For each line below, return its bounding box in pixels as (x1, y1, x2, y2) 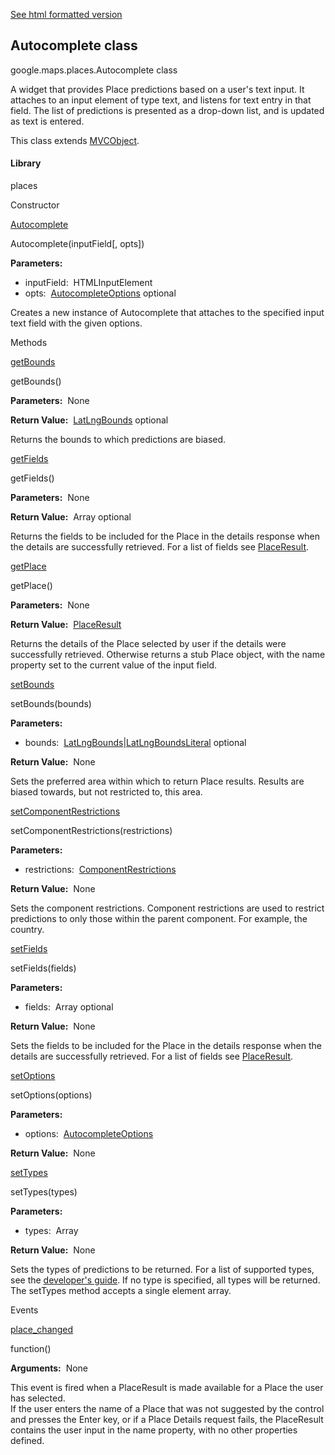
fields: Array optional (24, 1001, 114, 1013)
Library (10, 157, 42, 169)
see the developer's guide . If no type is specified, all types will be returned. (10, 1274, 321, 1286)
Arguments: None (10, 1362, 89, 1374)
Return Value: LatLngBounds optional (10, 414, 169, 426)
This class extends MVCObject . (10, 134, 140, 146)
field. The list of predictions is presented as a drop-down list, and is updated (10, 104, 325, 116)
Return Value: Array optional (10, 511, 132, 523)
